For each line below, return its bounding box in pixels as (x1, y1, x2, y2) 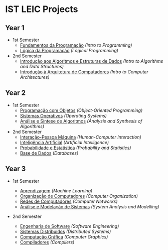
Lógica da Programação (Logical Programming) (20, 48, 119, 53)
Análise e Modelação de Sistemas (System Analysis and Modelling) (20, 203, 159, 209)
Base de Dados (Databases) (20, 150, 79, 156)
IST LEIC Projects (5, 4, 78, 15)
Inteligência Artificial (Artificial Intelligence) (20, 139, 109, 145)
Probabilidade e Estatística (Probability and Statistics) (20, 145, 131, 151)
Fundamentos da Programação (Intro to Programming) (20, 42, 132, 48)
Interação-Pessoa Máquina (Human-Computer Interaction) (20, 134, 141, 140)
